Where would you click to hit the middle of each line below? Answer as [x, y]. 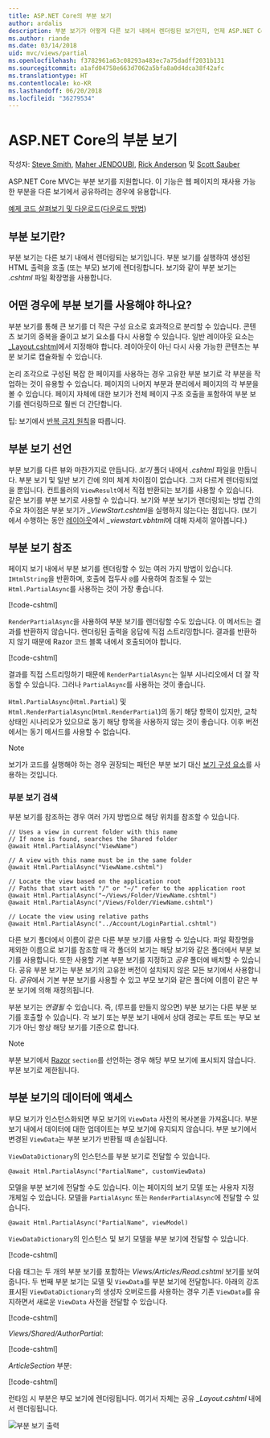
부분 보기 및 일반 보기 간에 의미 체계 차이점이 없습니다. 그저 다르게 [121, 479]
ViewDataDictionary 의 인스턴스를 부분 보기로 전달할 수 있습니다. [109, 1156]
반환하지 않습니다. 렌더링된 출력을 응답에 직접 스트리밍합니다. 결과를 [129, 632]
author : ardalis [35, 23]
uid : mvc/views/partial [48, 53]
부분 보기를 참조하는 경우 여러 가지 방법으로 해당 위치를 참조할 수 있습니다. [124, 816]
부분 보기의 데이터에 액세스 [70, 1098]
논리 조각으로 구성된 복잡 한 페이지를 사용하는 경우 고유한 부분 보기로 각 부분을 [131, 373]
